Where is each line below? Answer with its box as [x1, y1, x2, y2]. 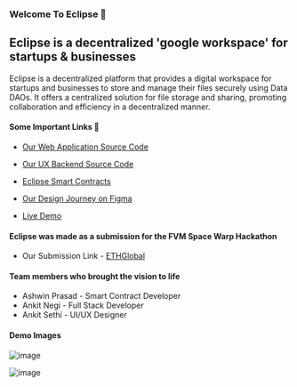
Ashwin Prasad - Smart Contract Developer [21, 291, 181, 302]
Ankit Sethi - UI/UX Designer [21, 310, 127, 320]
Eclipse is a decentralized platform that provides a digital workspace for [9, 73, 272, 84]
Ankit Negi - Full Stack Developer [21, 300, 144, 310]
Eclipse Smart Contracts [21, 175, 111, 186]
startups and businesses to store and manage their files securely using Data [9, 82, 288, 93]
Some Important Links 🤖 [9, 122, 100, 133]
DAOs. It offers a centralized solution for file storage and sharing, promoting [9, 92, 287, 102]
